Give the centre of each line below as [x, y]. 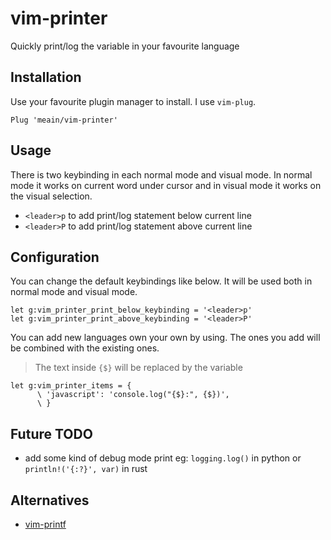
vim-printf [45, 524]
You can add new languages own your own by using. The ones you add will [165, 338]
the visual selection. [51, 196]
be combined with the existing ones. [85, 348]
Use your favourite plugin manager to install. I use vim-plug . [133, 101]
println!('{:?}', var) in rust [86, 469]
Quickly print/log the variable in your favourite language [125, 46]
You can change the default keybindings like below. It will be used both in [161, 281]
